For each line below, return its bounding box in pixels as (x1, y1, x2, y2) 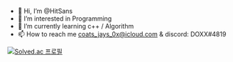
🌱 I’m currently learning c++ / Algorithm (17, 22, 134, 30)
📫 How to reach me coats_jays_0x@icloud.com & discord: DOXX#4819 (17, 30, 227, 38)
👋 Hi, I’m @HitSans (17, 7, 73, 15)
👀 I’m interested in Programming (17, 14, 112, 23)
